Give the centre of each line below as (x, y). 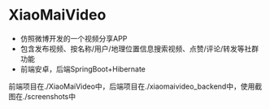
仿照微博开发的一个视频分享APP (74, 38)
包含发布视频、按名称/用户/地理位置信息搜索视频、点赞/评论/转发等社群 (139, 48)
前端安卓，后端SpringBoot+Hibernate (83, 69)
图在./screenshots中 (42, 96)
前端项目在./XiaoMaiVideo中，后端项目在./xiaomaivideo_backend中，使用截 (135, 86)
